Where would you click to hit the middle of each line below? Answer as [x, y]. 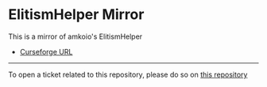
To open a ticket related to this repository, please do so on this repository [128, 74]
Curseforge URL [46, 51]
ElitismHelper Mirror [76, 15]
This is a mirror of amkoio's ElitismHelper [75, 36]
